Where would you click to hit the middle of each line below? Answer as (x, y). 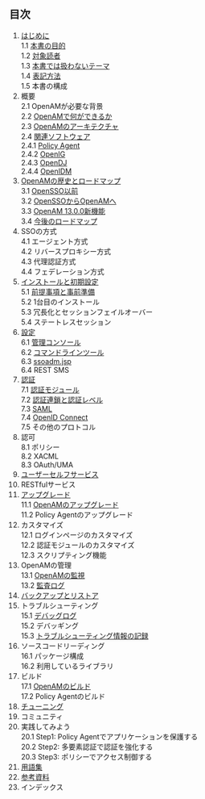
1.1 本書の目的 (43, 45)
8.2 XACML (40, 456)
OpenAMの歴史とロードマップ (71, 181)
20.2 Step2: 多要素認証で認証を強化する (87, 747)
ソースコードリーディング (63, 646)
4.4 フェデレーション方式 (63, 271)
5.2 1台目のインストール (60, 302)
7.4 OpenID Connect (54, 417)
